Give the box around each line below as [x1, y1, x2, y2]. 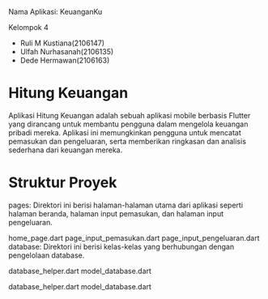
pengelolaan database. [8, 250, 85, 260]
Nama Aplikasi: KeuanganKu [8, 7, 103, 16]
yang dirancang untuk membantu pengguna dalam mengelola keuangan [8, 119, 249, 129]
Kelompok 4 [8, 23, 49, 32]
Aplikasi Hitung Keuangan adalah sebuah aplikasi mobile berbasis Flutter [8, 110, 251, 120]
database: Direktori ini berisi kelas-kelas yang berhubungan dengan [8, 241, 235, 251]
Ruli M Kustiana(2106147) [19, 38, 105, 48]
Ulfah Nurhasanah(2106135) [19, 47, 114, 56]
